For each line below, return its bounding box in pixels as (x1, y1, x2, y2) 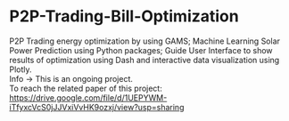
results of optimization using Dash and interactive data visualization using (9, 54, 280, 65)
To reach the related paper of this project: (9, 83, 162, 93)
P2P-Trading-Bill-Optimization (9, 6, 239, 27)
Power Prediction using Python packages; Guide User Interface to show (9, 44, 274, 55)
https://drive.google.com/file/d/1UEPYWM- (9, 92, 168, 103)
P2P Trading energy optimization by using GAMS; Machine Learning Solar (9, 36, 281, 46)
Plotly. (9, 64, 33, 75)
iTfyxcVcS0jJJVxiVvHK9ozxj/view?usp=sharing (9, 101, 185, 112)
